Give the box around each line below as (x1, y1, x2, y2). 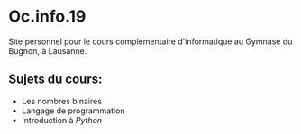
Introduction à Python (21, 114, 103, 125)
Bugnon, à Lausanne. (8, 45, 87, 56)
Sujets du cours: (8, 72, 103, 87)
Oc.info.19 (8, 6, 87, 27)
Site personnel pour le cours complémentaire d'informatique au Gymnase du (8, 36, 293, 47)
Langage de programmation (21, 105, 125, 116)
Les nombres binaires (21, 95, 103, 106)
